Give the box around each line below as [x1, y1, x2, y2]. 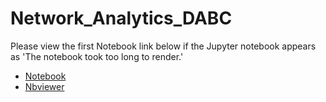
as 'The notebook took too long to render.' [10, 50, 184, 62]
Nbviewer [24, 80, 65, 92]
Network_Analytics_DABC [10, 7, 233, 30]
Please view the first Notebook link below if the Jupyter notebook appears [10, 40, 317, 52]
